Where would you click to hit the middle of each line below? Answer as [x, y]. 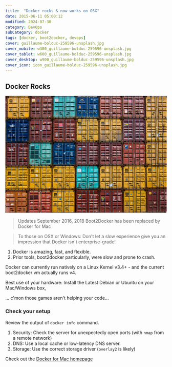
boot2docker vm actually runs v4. [41, 273]
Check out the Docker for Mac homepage [49, 359]
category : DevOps [24, 27]
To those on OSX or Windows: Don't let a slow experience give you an [92, 237]
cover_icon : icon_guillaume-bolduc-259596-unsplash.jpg [66, 65]
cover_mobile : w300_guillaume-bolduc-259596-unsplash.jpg [68, 49]
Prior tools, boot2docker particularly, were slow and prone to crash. [84, 257]
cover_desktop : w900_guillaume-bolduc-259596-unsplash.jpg [70, 60]
